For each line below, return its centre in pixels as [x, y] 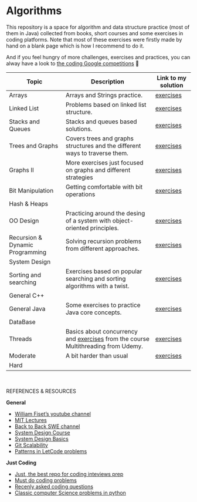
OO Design [24, 220]
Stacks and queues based [101, 122]
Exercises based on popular [104, 271]
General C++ [27, 295]
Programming [28, 252]
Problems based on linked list [106, 105]
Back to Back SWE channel [47, 426]
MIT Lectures [30, 420]
